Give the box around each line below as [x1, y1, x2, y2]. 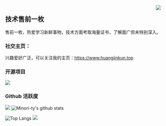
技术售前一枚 [5, 15, 44, 24]
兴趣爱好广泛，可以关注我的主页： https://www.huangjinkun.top [5, 55, 133, 61]
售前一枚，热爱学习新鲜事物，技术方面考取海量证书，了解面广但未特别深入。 [5, 29, 161, 35]
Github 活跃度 [5, 93, 39, 100]
